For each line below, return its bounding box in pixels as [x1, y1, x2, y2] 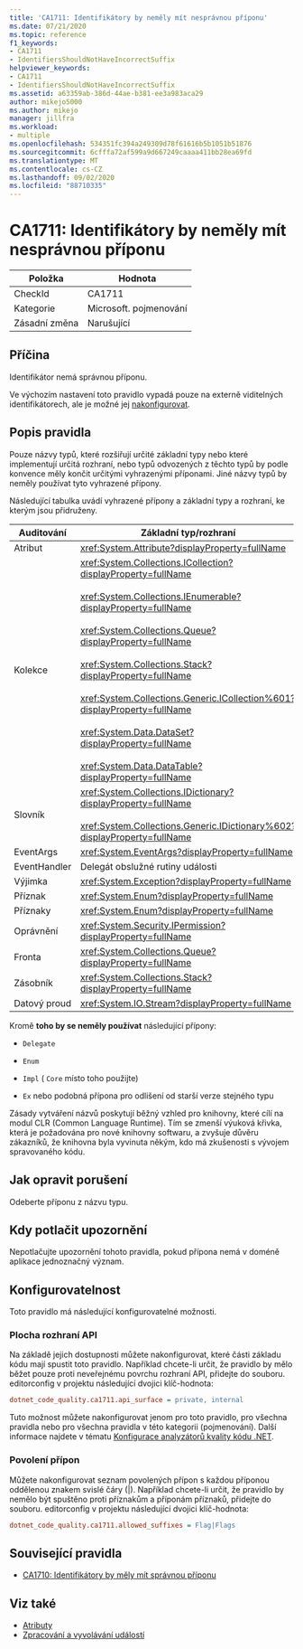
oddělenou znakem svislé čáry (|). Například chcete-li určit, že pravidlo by [9, 1484, 284, 1494]
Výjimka [14, 874, 48, 887]
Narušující [87, 317, 131, 330]
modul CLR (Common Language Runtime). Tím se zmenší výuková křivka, [9, 1117, 282, 1128]
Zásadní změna [14, 317, 79, 330]
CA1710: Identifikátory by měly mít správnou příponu [22, 1569, 216, 1580]
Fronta [14, 950, 42, 963]
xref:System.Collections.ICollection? [79, 556, 234, 569]
